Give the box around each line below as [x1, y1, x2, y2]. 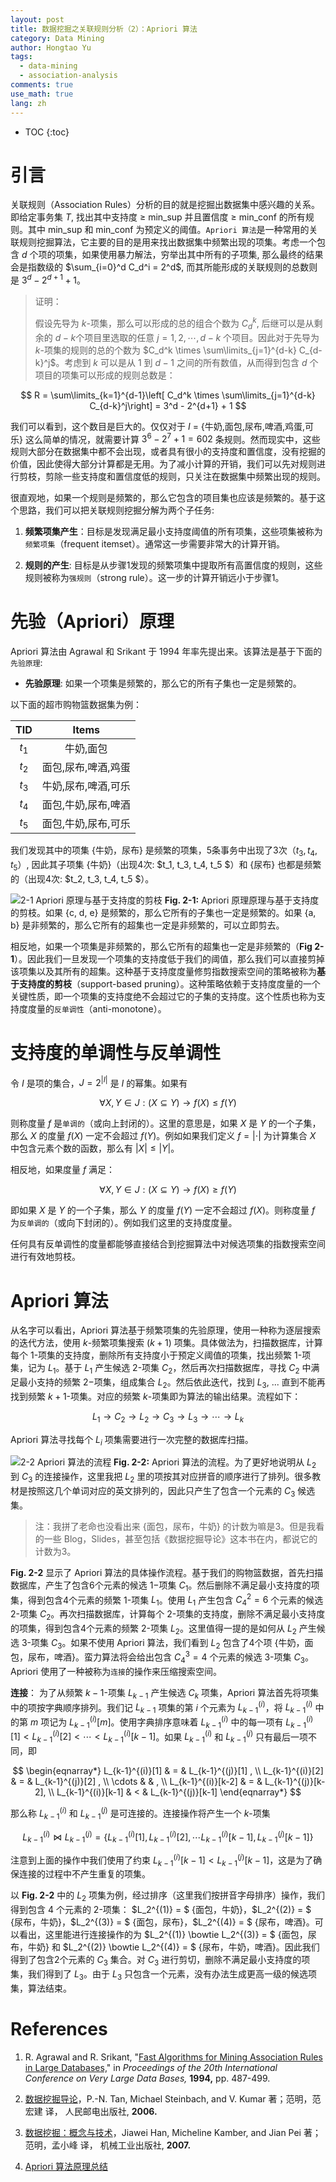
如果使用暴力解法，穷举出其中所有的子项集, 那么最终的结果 [81, 249, 324, 261]
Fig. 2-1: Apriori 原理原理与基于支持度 [164, 894, 320, 906]
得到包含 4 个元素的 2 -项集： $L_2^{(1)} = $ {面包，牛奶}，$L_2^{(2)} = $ [10, 1904, 312, 1916]
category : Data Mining [10, 33, 105, 43]
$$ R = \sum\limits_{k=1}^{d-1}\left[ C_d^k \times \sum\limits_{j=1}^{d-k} [20, 389, 316, 401]
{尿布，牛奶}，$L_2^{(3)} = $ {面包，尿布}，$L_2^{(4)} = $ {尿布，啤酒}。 [10, 1916, 315, 1928]
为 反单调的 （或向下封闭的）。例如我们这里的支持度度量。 [10, 1217, 238, 1229]
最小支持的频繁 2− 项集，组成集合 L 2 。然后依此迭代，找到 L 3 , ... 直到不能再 [18, 1376, 326, 1390]
